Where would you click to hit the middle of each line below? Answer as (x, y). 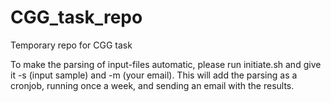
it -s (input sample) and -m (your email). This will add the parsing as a (154, 75)
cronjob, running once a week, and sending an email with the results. (152, 85)
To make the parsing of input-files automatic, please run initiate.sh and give (166, 64)
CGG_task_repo (76, 17)
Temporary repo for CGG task (71, 45)
